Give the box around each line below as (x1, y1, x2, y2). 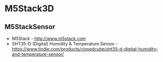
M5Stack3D (4, 3, 54, 14)
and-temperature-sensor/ (11, 51, 64, 57)
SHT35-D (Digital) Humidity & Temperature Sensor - (11, 41, 118, 47)
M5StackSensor (4, 23, 55, 31)
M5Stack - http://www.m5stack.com (11, 35, 86, 41)
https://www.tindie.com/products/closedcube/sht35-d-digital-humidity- (11, 46, 159, 52)
